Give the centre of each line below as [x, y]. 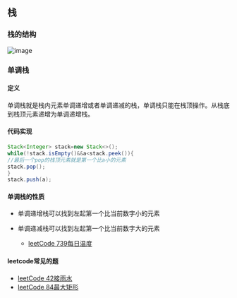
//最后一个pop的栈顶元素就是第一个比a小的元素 [67, 160]
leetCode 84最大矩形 [48, 287]
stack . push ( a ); [30, 180]
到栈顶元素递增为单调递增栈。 [50, 114]
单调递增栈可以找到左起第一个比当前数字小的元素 [89, 213]
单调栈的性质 [26, 196]
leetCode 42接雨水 [45, 278]
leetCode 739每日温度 [60, 244]
